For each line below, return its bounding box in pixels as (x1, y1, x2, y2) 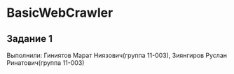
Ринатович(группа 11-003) (6, 59, 85, 67)
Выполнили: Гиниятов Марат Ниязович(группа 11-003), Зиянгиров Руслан (6, 51, 228, 59)
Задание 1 (6, 33, 53, 45)
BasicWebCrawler (6, 5, 113, 21)
